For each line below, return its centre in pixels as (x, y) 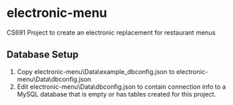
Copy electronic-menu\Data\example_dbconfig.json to (96, 71)
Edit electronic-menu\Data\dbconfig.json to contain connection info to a (121, 87)
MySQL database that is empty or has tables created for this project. (116, 94)
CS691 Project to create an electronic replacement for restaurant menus (111, 32)
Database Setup (43, 55)
